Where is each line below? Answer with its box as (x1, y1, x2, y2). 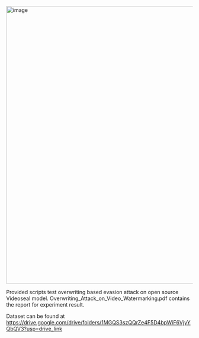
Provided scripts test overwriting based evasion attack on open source (6, 289, 179, 295)
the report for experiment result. (6, 301, 85, 308)
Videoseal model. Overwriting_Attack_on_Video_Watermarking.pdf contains (6, 295, 190, 302)
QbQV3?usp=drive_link (6, 326, 63, 332)
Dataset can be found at (6, 313, 65, 320)
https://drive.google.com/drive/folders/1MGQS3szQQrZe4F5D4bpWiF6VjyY (6, 319, 191, 326)
